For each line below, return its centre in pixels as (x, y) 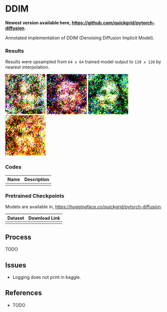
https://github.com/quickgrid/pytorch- (113, 23)
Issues (16, 265)
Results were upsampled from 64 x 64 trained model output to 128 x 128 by (83, 62)
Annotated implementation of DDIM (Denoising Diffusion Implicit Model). (80, 38)
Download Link (44, 218)
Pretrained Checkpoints (35, 196)
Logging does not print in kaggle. (47, 277)
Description (37, 180)
